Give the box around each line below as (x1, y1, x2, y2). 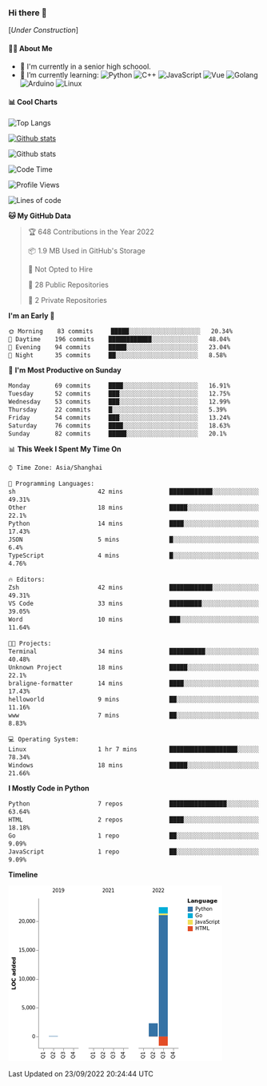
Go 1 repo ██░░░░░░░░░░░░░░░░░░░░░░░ (8, 831, 260, 840)
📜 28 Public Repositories (27, 280, 110, 289)
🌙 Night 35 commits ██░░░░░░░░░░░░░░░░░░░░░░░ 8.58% (8, 351, 227, 359)
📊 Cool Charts (8, 97, 58, 107)
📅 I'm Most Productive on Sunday (8, 365, 122, 375)
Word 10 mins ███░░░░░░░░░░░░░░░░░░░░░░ (8, 615, 260, 623)
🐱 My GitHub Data (8, 211, 72, 221)
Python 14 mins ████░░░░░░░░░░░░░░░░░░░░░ (8, 519, 260, 527)
